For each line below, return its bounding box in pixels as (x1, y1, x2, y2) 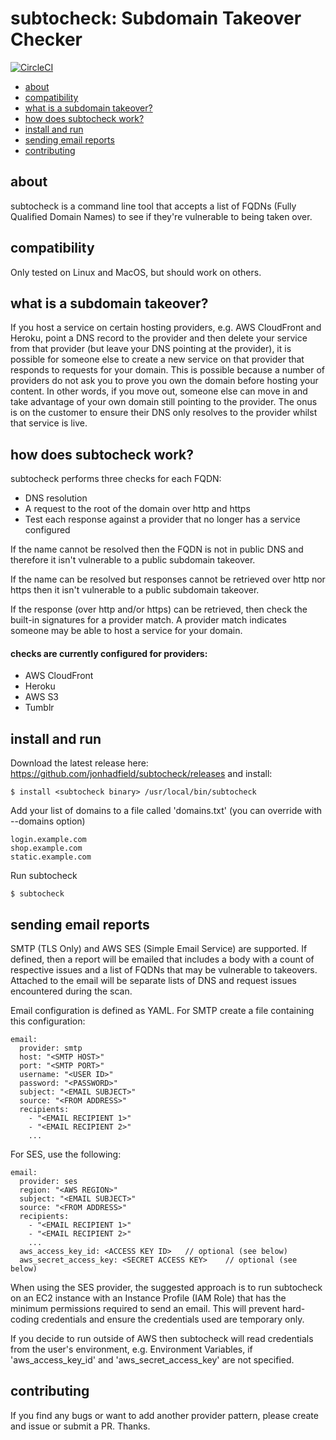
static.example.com (10, 852, 92, 862)
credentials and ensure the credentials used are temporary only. (41, 1313, 305, 1326)
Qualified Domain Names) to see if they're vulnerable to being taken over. (10, 210, 313, 222)
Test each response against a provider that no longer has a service (24, 513, 301, 526)
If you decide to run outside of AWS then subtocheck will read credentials (10, 1333, 314, 1345)
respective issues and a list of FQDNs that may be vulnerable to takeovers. (10, 964, 318, 976)
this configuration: (10, 1015, 86, 1027)
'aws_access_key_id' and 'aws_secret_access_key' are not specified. (10, 1354, 295, 1366)
